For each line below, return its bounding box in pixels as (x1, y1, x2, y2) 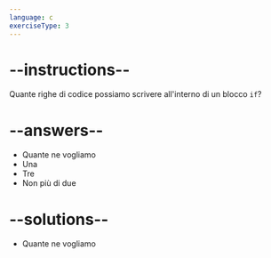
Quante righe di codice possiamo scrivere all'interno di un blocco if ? (9, 89, 262, 100)
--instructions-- (9, 60, 131, 80)
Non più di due (21, 178, 77, 189)
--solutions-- (9, 209, 109, 230)
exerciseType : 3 (9, 21, 69, 30)
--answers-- (9, 120, 104, 141)
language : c (9, 12, 53, 22)
